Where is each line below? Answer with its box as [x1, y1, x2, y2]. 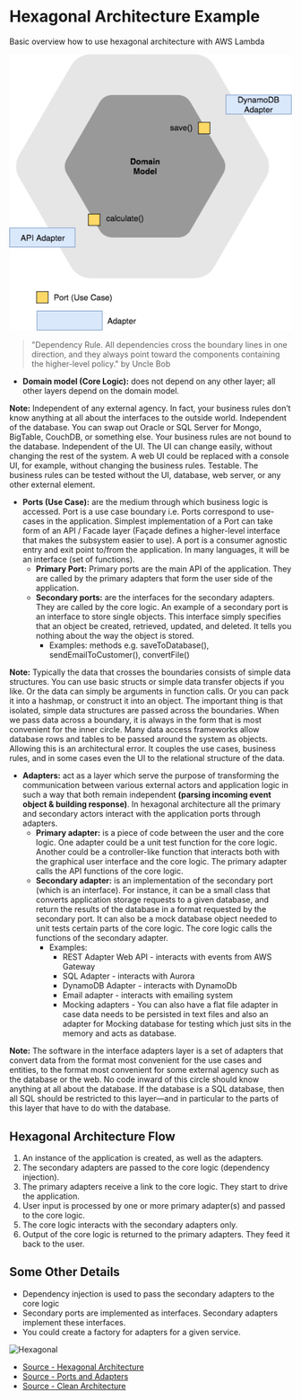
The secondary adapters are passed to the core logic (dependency [21, 1162, 271, 1174]
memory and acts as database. [62, 1028, 177, 1039]
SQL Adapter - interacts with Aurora [62, 970, 195, 981]
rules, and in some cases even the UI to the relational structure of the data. [9, 753, 285, 764]
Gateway [62, 961, 96, 972]
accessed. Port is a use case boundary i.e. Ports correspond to [21, 506, 255, 518]
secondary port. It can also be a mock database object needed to [35, 914, 278, 925]
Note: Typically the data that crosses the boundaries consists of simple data [9, 667, 291, 678]
